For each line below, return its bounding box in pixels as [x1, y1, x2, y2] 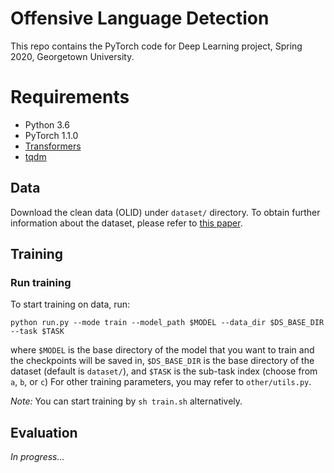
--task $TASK [10, 327, 65, 337]
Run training [10, 276, 72, 289]
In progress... [10, 451, 65, 463]
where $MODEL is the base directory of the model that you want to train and [10, 344, 315, 356]
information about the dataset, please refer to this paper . [10, 217, 243, 229]
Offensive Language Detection [10, 7, 270, 30]
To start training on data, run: [10, 298, 131, 311]
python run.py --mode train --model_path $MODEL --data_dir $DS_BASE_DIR [10, 318, 325, 328]
